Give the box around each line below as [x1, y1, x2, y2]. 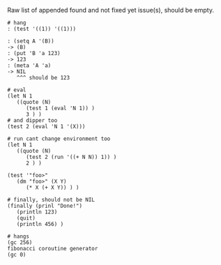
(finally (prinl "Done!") [7, 202, 82, 209]
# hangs [7, 233, 30, 240]
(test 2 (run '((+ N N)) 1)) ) [25, 153, 117, 160]
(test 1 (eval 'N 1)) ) [25, 105, 96, 112]
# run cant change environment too [7, 135, 111, 142]
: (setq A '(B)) [7, 38, 54, 45]
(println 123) [16, 209, 58, 215]
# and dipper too [7, 117, 58, 124]
